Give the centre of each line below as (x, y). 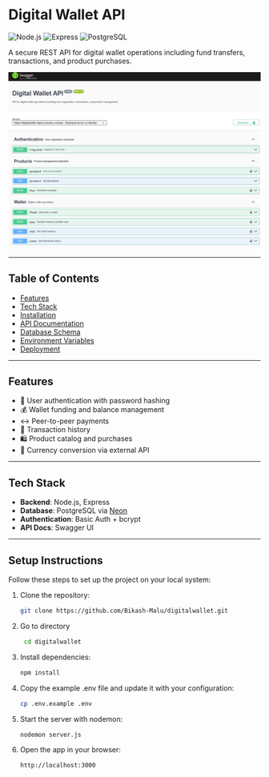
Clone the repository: (55, 595)
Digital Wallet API (67, 15)
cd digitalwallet (52, 642)
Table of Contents (54, 279)
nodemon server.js (50, 735)
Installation (38, 314)
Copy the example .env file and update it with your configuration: (127, 688)
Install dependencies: (55, 657)
